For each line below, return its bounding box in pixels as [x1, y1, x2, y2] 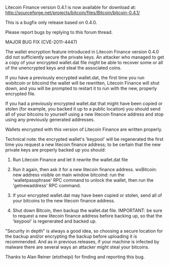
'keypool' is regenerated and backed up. [12, 218, 97, 224]
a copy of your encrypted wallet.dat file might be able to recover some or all [5, 60, 163, 65]
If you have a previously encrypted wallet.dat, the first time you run [5, 75, 145, 80]
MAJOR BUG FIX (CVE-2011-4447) [5, 39, 78, 45]
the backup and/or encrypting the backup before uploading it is [5, 233, 137, 239]
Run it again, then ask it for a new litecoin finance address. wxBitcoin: [12, 167, 157, 172]
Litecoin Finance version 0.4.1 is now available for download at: [5, 5, 136, 10]
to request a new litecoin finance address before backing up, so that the [12, 213, 162, 219]
